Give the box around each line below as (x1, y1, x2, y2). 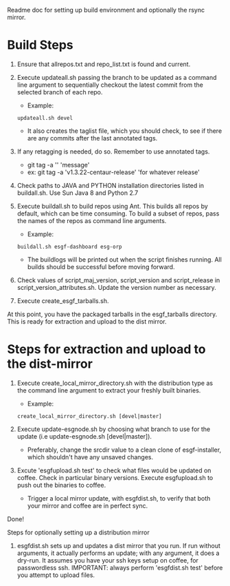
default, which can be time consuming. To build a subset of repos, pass (16, 209, 220, 218)
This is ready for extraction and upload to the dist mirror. (7, 317, 167, 326)
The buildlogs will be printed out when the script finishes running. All (27, 255, 222, 264)
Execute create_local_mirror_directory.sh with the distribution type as (16, 379, 214, 387)
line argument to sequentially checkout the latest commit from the (16, 81, 204, 89)
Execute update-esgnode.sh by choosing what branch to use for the (16, 425, 211, 433)
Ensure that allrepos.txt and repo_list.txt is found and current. (16, 60, 191, 68)
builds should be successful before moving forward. (27, 262, 175, 271)
